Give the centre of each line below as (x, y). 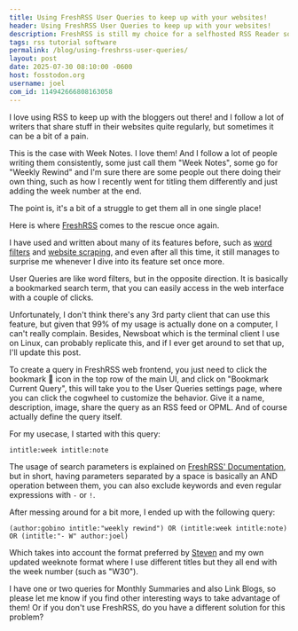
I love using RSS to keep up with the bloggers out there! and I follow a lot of (147, 117)
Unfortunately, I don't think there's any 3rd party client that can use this (140, 314)
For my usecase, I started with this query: (85, 434)
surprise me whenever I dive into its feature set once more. (117, 261)
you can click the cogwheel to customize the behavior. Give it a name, (137, 398)
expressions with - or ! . (52, 494)
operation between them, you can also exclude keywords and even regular (145, 485)
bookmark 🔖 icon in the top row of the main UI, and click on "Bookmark (139, 379)
